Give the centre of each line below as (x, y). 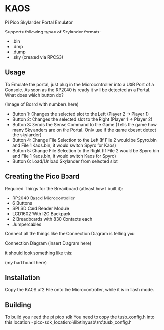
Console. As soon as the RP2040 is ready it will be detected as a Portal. (78, 90)
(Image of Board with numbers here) (42, 104)
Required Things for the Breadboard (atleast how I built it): (64, 188)
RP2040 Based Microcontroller (44, 198)
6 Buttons (22, 203)
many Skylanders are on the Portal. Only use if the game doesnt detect (84, 130)
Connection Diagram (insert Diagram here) (48, 243)
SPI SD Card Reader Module (41, 208)
